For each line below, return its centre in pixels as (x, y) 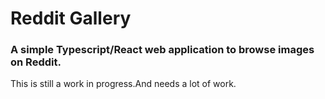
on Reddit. (36, 62)
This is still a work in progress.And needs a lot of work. (123, 84)
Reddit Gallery (71, 18)
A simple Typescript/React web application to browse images (162, 50)
